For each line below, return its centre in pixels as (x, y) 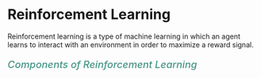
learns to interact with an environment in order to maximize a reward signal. (131, 44)
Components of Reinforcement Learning (102, 64)
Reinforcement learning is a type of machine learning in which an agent (124, 36)
